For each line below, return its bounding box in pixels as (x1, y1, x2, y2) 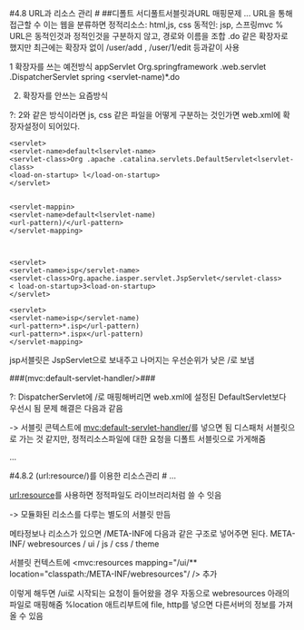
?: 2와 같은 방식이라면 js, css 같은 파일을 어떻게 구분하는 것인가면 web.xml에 (9, 110, 281, 120)
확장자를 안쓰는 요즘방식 (22, 90, 109, 101)
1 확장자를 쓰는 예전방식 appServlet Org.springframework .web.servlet (9, 62, 267, 72)
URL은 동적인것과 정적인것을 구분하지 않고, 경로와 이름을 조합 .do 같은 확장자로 (9, 31, 289, 41)
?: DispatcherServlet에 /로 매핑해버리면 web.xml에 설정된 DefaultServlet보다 (9, 391, 288, 402)
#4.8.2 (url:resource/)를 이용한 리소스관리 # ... (9, 470, 177, 481)
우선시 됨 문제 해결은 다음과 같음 (9, 403, 124, 413)
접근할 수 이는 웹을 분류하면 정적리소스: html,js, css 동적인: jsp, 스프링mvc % (9, 19, 284, 30)
